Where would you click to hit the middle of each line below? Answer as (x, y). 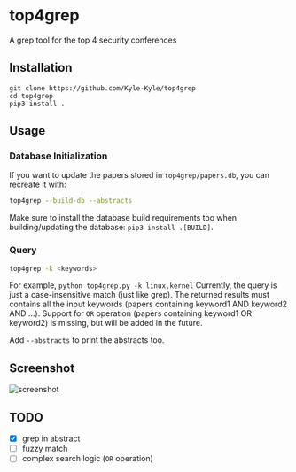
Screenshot (42, 368)
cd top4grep (31, 96)
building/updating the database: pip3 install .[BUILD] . (111, 228)
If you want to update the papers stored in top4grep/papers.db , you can (140, 175)
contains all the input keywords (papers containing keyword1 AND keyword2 (148, 304)
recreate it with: (38, 185)
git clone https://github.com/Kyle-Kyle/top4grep (103, 88)
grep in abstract (51, 438)
